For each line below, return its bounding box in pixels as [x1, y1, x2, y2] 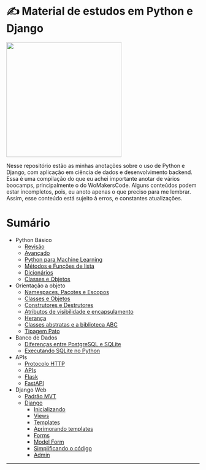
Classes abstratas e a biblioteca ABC [24, 320, 118, 328]
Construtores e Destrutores [24, 301, 94, 309]
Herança [24, 314, 47, 322]
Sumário [6, 216, 50, 230]
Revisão [24, 243, 45, 250]
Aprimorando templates [33, 425, 94, 432]
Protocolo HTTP [24, 360, 66, 367]
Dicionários [24, 268, 53, 276]
